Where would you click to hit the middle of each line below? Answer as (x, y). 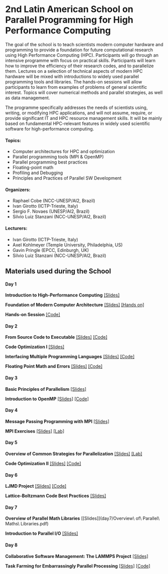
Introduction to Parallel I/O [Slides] (42, 533)
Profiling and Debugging (38, 173)
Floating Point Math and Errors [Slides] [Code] (54, 366)
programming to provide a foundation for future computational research (79, 50)
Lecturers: (16, 228)
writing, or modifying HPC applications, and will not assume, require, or (79, 113)
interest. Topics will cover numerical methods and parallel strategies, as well (84, 92)
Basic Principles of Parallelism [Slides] (46, 389)
